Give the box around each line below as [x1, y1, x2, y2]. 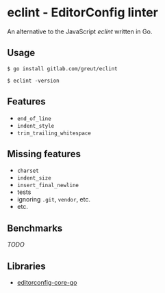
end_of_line [16, 115, 51, 122]
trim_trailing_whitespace [16, 130, 91, 137]
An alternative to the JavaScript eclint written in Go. [7, 27, 153, 36]
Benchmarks [7, 222, 63, 234]
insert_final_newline [16, 182, 79, 189]
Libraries [7, 260, 46, 272]
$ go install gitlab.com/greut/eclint [7, 65, 118, 72]
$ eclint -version [7, 77, 60, 84]
